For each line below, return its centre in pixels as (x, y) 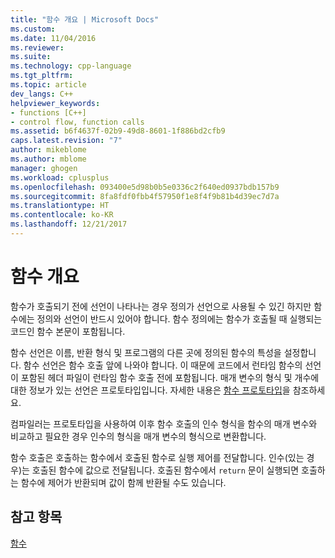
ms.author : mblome (48, 159)
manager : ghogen (44, 168)
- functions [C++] (48, 112)
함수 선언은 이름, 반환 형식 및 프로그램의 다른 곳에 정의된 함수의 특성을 (146, 352)
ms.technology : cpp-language (71, 66)
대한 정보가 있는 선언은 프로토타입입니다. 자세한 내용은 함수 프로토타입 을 (150, 390)
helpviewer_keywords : (55, 103)
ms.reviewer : (37, 47)
